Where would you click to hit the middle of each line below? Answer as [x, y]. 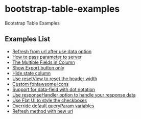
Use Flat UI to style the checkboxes [50, 100]
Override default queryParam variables [53, 106]
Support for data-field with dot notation [53, 89]
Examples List [28, 39]
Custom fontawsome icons [40, 84]
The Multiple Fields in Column [43, 62]
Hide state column [31, 73]
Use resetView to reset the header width [55, 78]
